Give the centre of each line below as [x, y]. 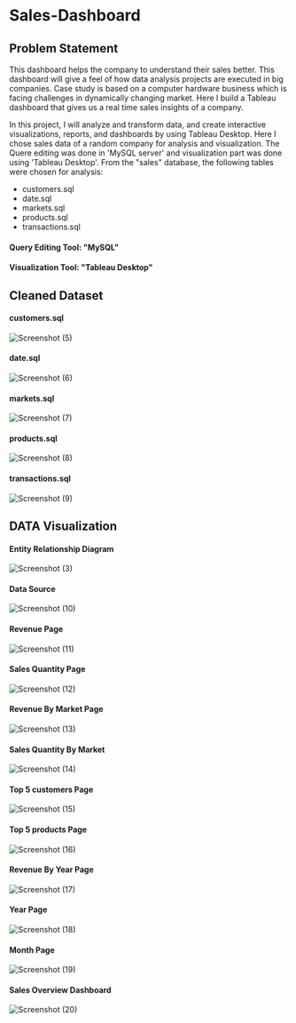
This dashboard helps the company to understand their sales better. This [142, 69]
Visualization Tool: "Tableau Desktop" [81, 268]
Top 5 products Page [48, 829]
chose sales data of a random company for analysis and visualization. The [144, 144]
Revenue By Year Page [52, 870]
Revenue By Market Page [56, 709]
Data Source [32, 588]
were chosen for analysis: [56, 172]
